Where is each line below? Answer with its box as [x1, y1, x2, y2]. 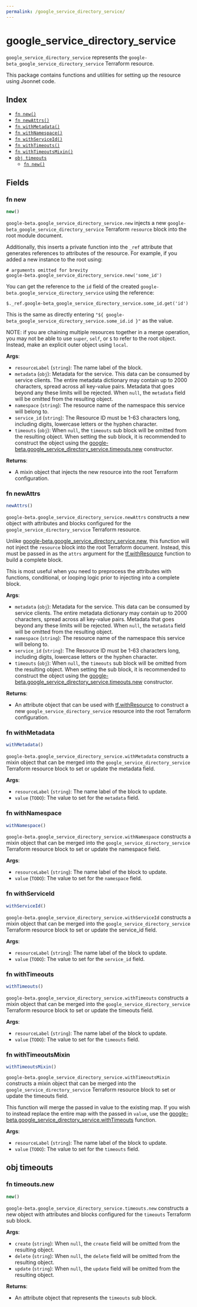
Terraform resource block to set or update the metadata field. [6, 765, 155, 772]
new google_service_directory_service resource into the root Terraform [14, 708, 191, 715]
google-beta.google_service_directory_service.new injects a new [6, 219, 166, 226]
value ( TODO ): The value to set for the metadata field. [14, 795, 140, 802]
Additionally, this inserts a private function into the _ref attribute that [6, 243, 173, 250]
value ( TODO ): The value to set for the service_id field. [14, 955, 145, 962]
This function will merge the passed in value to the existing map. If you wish [6, 1103, 191, 1110]
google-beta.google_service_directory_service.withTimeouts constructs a [6, 994, 189, 1001]
